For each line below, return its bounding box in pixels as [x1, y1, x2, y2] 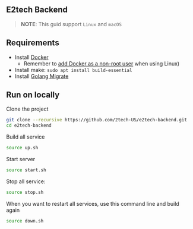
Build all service [6, 133, 45, 140]
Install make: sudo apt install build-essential [14, 66, 132, 73]
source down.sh [6, 218, 44, 224]
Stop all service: [6, 178, 46, 185]
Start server [6, 156, 36, 163]
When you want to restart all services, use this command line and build [6, 200, 179, 207]
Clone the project [6, 105, 49, 112]
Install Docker [14, 54, 49, 61]
